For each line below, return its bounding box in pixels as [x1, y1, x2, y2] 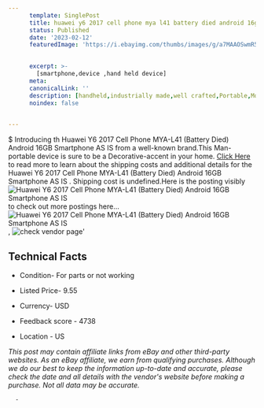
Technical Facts [8, 250, 88, 263]
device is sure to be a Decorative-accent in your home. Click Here [37, 151, 251, 161]
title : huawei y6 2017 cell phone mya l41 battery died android [28, 19, 244, 27]
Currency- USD [19, 301, 70, 310]
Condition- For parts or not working [19, 270, 135, 280]
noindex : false [28, 99, 79, 107]
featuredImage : [28, 41, 79, 49]
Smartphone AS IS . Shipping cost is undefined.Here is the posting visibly [8, 176, 246, 186]
